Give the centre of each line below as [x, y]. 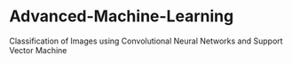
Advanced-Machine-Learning [122, 16]
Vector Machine [38, 50]
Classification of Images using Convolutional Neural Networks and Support [146, 41]
